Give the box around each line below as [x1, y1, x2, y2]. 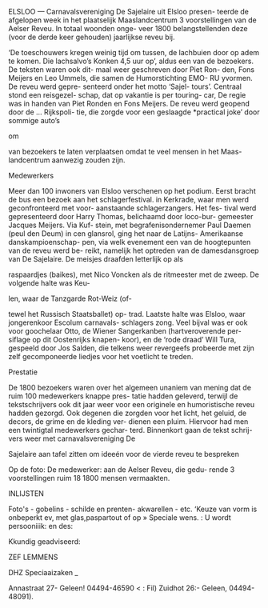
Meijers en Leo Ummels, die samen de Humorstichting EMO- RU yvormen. [8, 74, 254, 82]
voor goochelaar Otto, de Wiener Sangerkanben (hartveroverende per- [8, 326, 242, 335]
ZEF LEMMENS [8, 552, 58, 562]
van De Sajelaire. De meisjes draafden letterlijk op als [8, 254, 184, 263]
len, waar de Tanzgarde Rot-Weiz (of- [8, 294, 132, 303]
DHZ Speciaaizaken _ [8, 568, 78, 577]
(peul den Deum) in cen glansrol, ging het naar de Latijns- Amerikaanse [8, 229, 244, 238]
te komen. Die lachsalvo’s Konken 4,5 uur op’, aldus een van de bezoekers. [8, 56, 254, 66]
